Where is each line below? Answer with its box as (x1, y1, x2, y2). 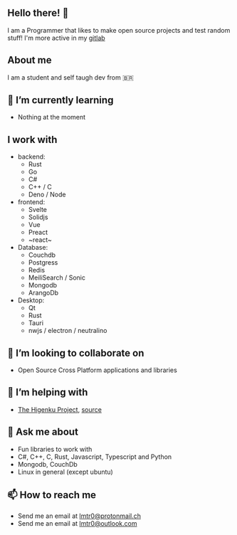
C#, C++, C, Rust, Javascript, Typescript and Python (17, 452, 172, 461)
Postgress (28, 258, 58, 267)
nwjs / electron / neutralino (28, 327, 107, 335)
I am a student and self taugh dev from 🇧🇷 (7, 73, 134, 82)
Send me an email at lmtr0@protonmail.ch (17, 512, 141, 520)
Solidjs (28, 213, 48, 221)
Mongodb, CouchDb (17, 460, 78, 468)
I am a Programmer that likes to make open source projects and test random (7, 26, 231, 34)
